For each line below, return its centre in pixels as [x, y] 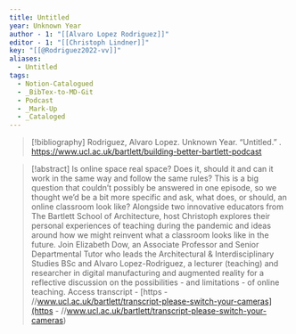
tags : [19, 76]
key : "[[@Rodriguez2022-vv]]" [66, 51]
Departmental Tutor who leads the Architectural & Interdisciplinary [152, 254]
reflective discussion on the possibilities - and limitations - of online [155, 282]
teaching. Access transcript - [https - [99, 292]
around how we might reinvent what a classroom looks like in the [150, 235]
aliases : [25, 59]
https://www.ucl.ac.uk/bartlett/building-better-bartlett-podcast [146, 151]
